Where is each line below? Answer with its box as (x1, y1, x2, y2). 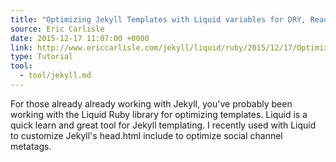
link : (10, 42, 33, 53)
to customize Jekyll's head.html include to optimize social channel (10, 129, 283, 141)
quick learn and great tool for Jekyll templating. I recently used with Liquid (10, 119, 317, 131)
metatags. (10, 140, 52, 152)
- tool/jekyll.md (19, 71, 92, 81)
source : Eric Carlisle (10, 24, 105, 34)
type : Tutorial (10, 52, 74, 62)
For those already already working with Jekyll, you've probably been (10, 97, 293, 110)
